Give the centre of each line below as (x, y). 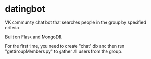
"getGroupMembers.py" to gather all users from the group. (64, 51)
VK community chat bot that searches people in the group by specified (75, 22)
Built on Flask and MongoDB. (34, 37)
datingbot (25, 9)
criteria (12, 27)
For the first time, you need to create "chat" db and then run (65, 46)
